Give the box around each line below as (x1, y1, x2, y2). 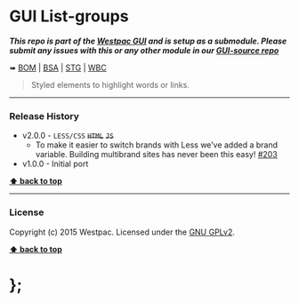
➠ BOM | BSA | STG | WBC (9, 62, 107, 73)
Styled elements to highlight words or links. (30, 79, 190, 90)
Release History (9, 109, 80, 122)
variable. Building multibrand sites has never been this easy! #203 (35, 149, 278, 160)
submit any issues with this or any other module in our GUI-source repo (9, 44, 279, 55)
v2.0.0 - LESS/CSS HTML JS (21, 131, 114, 141)
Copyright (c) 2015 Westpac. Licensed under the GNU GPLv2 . (9, 227, 236, 237)
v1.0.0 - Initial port (21, 158, 89, 170)
